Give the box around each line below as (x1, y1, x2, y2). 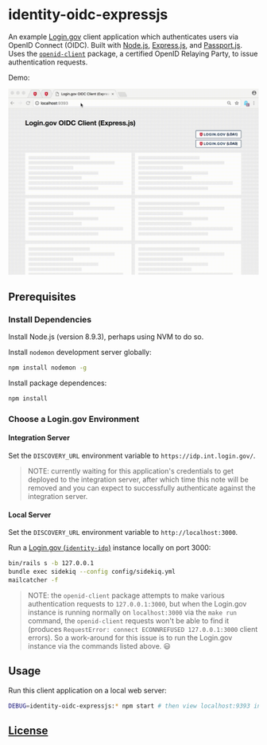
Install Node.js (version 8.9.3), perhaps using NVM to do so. (8, 332, 204, 341)
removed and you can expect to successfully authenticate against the (27, 483, 256, 493)
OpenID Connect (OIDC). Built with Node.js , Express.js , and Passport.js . (8, 40, 242, 49)
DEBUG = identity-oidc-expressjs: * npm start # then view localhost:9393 (8, 702, 250, 710)
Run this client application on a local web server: (8, 685, 167, 695)
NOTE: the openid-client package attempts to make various (27, 591, 225, 600)
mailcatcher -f (8, 576, 59, 584)
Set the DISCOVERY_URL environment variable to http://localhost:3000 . (8, 528, 238, 537)
